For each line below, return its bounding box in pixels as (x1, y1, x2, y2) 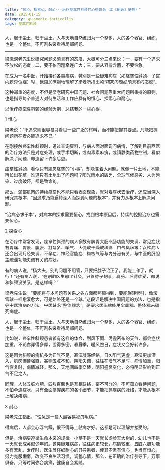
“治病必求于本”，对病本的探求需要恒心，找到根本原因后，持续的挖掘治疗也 (5, 212, 156, 218)
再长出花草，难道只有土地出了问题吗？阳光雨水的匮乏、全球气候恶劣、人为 (5, 172, 156, 178)
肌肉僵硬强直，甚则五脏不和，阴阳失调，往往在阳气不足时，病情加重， (13, 358, 156, 364)
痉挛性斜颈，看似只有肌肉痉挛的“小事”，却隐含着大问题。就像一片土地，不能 (5, 166, 160, 172)
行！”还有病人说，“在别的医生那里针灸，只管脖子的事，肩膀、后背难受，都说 (5, 274, 160, 279)
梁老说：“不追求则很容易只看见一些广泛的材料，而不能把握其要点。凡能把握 (5, 127, 158, 133)
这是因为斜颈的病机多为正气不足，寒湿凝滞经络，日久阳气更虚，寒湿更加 (5, 352, 151, 358)
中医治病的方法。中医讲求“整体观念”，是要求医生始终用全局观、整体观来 (9, 303, 156, 308)
